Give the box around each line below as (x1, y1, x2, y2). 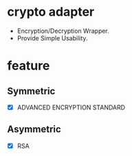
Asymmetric (7, 124, 62, 135)
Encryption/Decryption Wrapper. (16, 27, 110, 35)
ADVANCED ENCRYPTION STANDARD (16, 103, 126, 112)
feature (7, 58, 50, 74)
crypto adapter (7, 4, 95, 20)
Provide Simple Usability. (16, 34, 88, 42)
